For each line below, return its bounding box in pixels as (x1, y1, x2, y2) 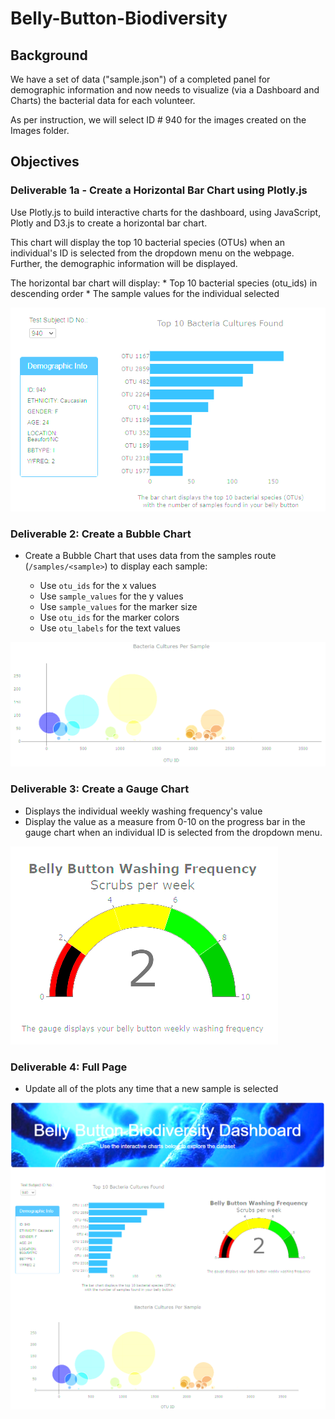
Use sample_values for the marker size (39, 601, 198, 613)
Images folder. (10, 125, 70, 136)
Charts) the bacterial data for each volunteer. (10, 95, 196, 106)
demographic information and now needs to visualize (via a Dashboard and (10, 84, 320, 96)
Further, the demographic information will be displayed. (10, 257, 238, 269)
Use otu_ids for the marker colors (39, 612, 180, 624)
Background (10, 47, 88, 64)
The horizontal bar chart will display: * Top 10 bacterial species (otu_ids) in (10, 277, 318, 289)
